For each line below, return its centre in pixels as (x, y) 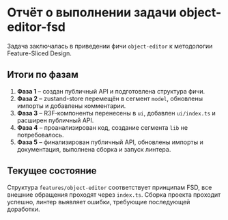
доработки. (24, 209)
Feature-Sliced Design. (39, 53)
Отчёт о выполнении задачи (92, 13)
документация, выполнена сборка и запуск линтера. (94, 149)
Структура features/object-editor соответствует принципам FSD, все (110, 187)
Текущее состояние (52, 171)
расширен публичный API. (55, 120)
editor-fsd (37, 27)
